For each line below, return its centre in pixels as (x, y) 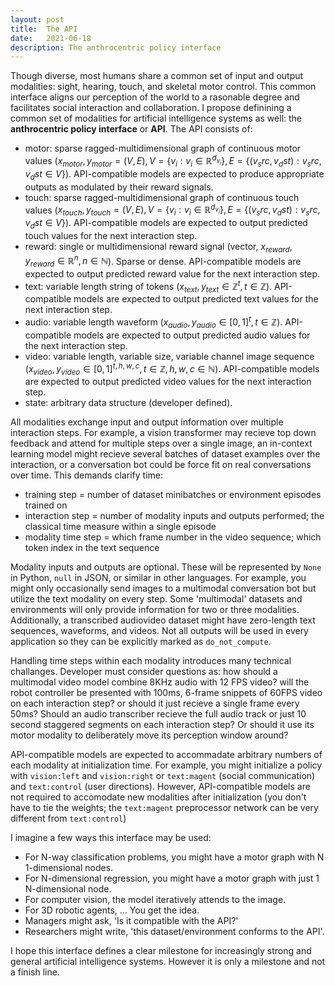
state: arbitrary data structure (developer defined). (128, 403)
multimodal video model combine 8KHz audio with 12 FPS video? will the (160, 682)
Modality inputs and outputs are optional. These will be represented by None (166, 567)
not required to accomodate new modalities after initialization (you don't (158, 797)
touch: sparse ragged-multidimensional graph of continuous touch (162, 197)
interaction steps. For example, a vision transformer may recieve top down (163, 433)
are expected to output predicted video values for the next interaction (168, 382)
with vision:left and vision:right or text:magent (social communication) (163, 776)
